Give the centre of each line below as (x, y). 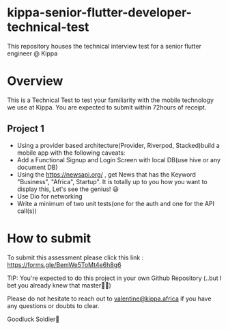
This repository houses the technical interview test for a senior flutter (104, 46)
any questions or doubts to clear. (54, 305)
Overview (35, 81)
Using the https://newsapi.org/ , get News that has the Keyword (106, 174)
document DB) (37, 167)
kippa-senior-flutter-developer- (100, 13)
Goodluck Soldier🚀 (33, 319)
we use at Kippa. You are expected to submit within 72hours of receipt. (107, 107)
